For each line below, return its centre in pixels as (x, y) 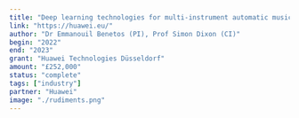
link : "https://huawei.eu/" (61, 26)
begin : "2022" (36, 42)
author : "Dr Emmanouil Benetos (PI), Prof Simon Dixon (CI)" (125, 34)
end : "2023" (31, 51)
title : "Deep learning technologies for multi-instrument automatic (139, 17)
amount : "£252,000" (45, 67)
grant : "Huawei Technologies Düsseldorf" (87, 59)
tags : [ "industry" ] (45, 83)
